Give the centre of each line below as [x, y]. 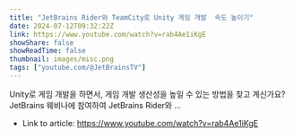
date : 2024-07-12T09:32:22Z [62, 26]
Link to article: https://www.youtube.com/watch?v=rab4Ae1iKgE [140, 123]
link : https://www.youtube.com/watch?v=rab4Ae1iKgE [108, 34]
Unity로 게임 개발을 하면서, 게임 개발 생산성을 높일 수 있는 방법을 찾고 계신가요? [147, 94]
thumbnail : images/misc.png [62, 59]
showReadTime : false [48, 51]
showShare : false [42, 43]
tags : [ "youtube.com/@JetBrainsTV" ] [78, 68]
